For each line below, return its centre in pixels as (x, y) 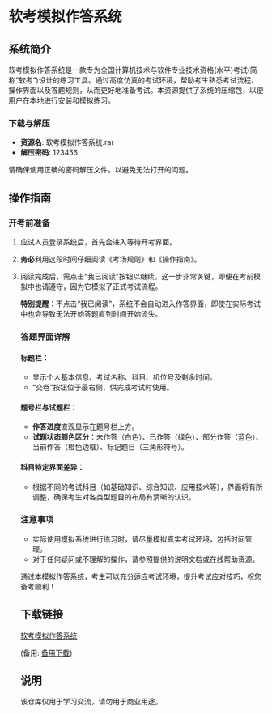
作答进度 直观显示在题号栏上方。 (85, 427)
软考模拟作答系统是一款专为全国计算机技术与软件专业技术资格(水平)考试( (130, 70)
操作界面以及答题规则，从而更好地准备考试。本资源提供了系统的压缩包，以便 (136, 90)
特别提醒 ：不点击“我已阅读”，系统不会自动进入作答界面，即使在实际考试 (140, 304)
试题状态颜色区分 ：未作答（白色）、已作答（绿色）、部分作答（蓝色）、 (147, 437)
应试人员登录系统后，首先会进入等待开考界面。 (98, 242)
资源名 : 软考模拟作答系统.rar (67, 142)
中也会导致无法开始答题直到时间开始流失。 (91, 313)
